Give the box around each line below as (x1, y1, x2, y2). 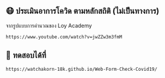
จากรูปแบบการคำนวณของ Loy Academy (5, 22, 92, 29)
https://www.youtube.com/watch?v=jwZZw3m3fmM (5, 34, 122, 40)
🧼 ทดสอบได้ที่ (5, 50, 47, 61)
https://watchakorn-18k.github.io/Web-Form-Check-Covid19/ (5, 66, 158, 72)
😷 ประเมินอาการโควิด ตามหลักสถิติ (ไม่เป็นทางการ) (5, 6, 160, 16)
